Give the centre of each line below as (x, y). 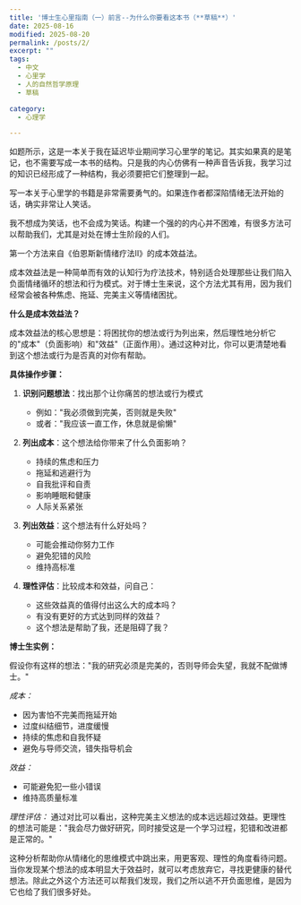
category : (28, 108)
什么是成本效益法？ (45, 314)
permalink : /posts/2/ (50, 43)
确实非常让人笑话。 (60, 204)
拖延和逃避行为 (63, 473)
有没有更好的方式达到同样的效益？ (99, 616)
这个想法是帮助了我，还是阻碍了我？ (103, 627)
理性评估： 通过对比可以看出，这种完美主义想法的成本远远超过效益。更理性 (148, 817)
